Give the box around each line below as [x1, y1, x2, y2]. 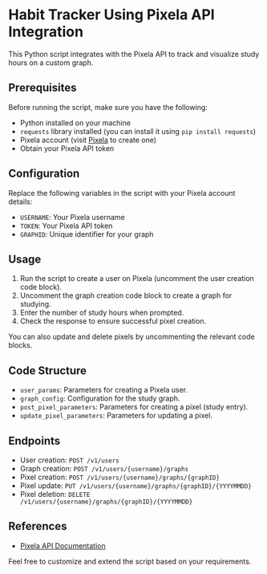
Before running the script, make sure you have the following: [8, 102, 208, 112]
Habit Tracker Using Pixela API [8, 6, 215, 24]
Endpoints [8, 434, 61, 447]
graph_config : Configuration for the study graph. [19, 393, 180, 403]
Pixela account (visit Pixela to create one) [19, 135, 157, 145]
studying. [19, 299, 51, 309]
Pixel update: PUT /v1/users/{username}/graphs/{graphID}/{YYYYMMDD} [19, 481, 253, 491]
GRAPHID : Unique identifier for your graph [19, 229, 154, 238]
